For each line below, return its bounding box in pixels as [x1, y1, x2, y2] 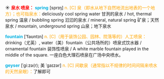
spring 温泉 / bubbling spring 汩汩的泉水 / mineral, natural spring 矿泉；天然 [5, 17, 160, 23]
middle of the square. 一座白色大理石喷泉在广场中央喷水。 [5, 52, 123, 58]
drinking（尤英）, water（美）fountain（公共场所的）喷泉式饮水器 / [5, 40, 142, 46]
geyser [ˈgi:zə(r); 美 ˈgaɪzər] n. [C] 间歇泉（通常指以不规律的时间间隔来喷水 [5, 62, 158, 68]
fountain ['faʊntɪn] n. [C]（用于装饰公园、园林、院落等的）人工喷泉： [5, 34, 147, 39]
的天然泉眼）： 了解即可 [5, 69, 51, 74]
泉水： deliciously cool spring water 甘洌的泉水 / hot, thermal [29, 11, 152, 17]
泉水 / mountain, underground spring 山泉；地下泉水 [5, 23, 112, 29]
